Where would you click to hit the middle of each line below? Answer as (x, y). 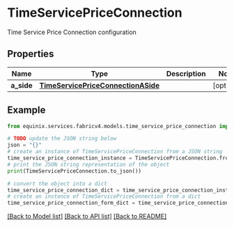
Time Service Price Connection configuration (72, 32)
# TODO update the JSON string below (62, 139)
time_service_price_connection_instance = (70, 158)
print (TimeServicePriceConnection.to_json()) (74, 171)
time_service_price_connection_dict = (63, 190)
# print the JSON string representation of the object (88, 164)
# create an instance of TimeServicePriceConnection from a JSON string (115, 152)
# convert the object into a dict (57, 183)
